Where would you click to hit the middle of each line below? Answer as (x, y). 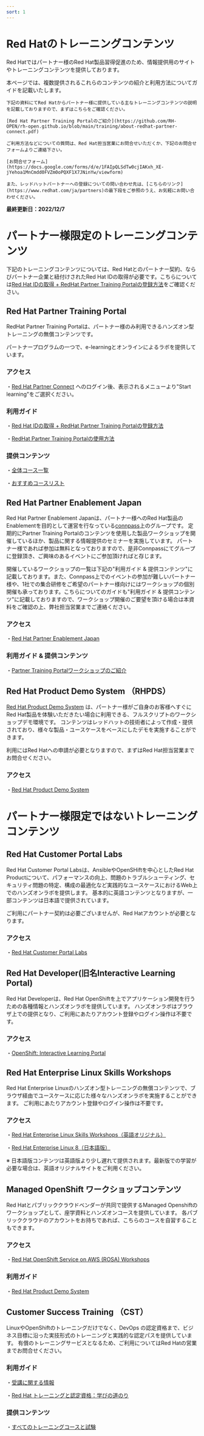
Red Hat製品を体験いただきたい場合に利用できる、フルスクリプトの (91, 714)
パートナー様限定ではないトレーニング (102, 816)
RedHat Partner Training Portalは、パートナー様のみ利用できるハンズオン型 (100, 326)
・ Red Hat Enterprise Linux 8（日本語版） (58, 1148)
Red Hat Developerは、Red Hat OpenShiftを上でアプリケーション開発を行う (101, 998)
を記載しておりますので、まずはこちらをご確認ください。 (67, 109)
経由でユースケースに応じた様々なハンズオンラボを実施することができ (110, 1096)
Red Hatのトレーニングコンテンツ (90, 44)
